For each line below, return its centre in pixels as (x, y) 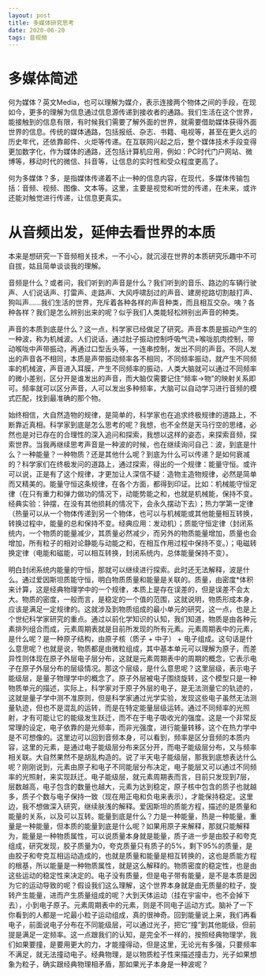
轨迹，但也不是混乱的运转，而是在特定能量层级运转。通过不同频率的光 (129, 708)
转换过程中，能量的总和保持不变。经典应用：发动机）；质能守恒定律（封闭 (127, 524)
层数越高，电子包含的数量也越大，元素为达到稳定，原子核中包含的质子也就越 (132, 787)
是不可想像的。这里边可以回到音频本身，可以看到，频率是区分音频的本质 (125, 738)
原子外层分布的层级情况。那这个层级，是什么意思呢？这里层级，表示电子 (139, 668)
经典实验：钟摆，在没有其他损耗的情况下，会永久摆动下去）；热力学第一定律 (131, 504)
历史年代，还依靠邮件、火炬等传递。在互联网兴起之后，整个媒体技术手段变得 (132, 142)
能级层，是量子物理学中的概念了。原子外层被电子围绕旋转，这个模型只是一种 (132, 679)
